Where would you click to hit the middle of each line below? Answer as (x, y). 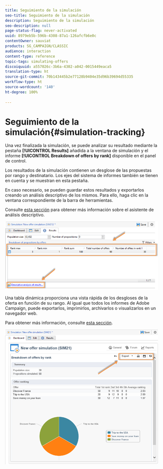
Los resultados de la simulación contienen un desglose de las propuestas (78, 170)
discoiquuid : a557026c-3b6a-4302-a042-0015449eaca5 (58, 66)
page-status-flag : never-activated (41, 31)
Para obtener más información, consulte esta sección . (59, 323)
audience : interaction (28, 51)
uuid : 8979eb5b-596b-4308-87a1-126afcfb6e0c (51, 36)
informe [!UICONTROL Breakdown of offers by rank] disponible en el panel (81, 156)
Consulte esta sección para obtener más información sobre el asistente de (80, 210)
